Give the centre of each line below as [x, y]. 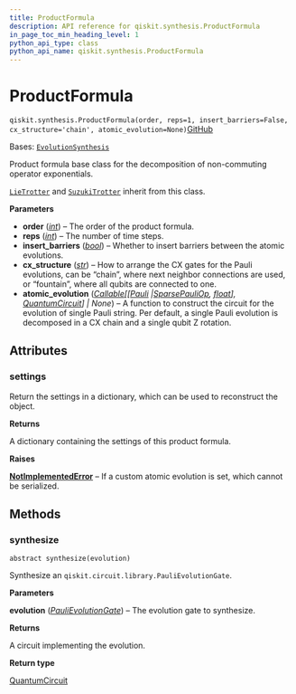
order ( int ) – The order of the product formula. [108, 226]
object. [23, 406]
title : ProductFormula [52, 18]
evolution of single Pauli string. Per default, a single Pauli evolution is [150, 313]
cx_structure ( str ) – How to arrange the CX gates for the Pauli [137, 265]
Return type [32, 663]
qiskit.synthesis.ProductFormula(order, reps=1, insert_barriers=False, [149, 120]
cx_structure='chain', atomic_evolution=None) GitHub [111, 129]
